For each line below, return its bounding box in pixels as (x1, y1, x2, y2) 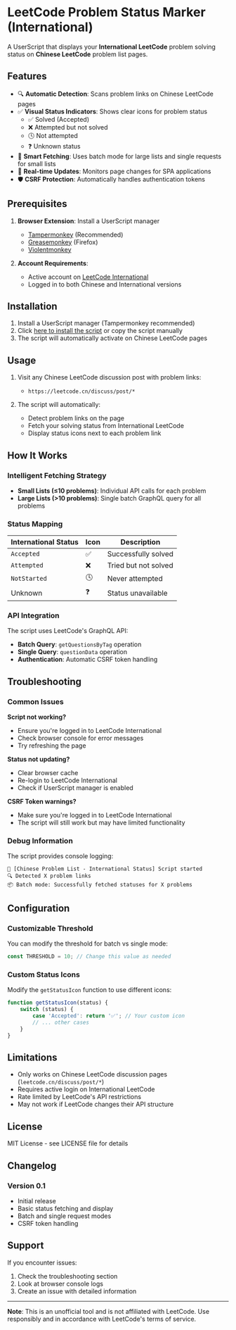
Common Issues (7, 696, 65, 706)
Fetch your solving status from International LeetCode (27, 422, 185, 430)
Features (7, 70, 47, 82)
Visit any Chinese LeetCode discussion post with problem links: (17, 373, 202, 382)
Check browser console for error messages (17, 734, 144, 743)
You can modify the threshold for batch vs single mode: (7, 939, 169, 948)
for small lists (17, 159, 56, 168)
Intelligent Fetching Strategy (7, 470, 107, 480)
